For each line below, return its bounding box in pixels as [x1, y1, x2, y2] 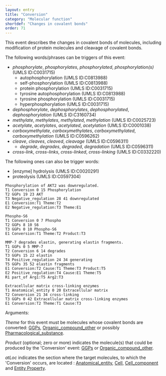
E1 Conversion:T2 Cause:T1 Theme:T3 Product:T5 [5, 266, 106, 271]
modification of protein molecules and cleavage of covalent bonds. [5, 45, 143, 51]
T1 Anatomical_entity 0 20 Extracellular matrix [5, 288, 108, 293]
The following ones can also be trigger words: [5, 159, 100, 165]
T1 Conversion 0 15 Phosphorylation [5, 188, 81, 192]
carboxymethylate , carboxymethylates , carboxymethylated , [12, 128, 136, 134]
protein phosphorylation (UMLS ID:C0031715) [19, 85, 113, 91]
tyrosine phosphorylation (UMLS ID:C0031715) [19, 96, 116, 102]
